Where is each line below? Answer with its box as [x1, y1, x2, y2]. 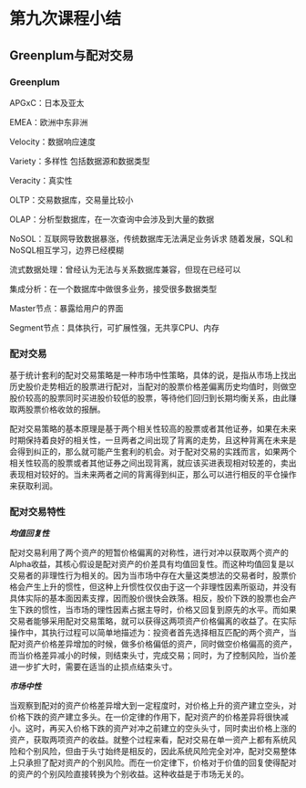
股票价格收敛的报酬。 [25, 404, 106, 415]
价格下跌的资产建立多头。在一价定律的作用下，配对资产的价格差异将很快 [9, 711, 280, 722]
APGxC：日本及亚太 [9, 97, 85, 108]
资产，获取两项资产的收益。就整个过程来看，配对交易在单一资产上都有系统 [9, 734, 289, 745]
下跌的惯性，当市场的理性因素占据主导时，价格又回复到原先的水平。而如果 [16, 604, 297, 615]
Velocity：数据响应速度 [9, 136, 97, 147]
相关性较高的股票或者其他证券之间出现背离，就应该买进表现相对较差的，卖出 [9, 457, 297, 468]
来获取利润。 [9, 480, 57, 491]
